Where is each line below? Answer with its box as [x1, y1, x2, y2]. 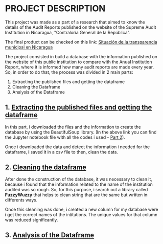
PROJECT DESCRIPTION [5, 3, 106, 14]
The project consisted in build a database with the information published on [5, 53, 158, 59]
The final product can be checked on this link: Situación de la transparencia [5, 39, 158, 44]
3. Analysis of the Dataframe [5, 231, 94, 239]
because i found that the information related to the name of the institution [5, 181, 153, 187]
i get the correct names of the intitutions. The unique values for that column [5, 211, 158, 218]
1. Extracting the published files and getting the [5, 103, 152, 111]
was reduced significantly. [5, 217, 58, 222]
